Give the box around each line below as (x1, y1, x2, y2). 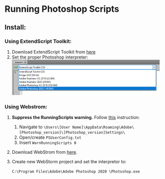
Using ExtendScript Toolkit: (4, 38, 72, 45)
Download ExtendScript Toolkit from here (11, 49, 96, 55)
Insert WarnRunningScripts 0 (19, 140, 77, 146)
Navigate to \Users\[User (19, 124, 70, 130)
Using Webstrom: (4, 103, 48, 110)
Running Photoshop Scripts (4, 3, 119, 15)
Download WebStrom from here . (11, 149, 77, 155)
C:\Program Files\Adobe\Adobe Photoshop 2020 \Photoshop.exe (11, 169, 140, 174)
